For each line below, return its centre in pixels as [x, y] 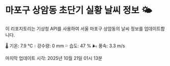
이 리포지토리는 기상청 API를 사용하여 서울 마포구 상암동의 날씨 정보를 [74, 28]
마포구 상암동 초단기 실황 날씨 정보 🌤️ [79, 10]
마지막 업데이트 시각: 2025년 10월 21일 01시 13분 [54, 58]
